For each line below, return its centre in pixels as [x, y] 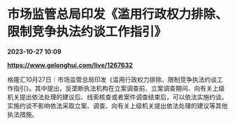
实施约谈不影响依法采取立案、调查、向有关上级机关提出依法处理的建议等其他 [117, 105]
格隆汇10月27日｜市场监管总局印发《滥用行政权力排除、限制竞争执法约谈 [112, 79]
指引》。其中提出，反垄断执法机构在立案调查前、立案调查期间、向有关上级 [119, 88]
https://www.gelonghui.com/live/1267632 [70, 65]
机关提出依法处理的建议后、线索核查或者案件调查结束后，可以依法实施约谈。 [117, 97]
